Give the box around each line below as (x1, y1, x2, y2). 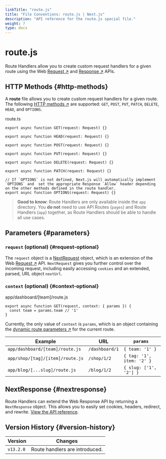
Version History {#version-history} (5, 423, 116, 432)
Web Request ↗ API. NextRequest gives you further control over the (5, 260, 142, 266)
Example (35, 338, 56, 344)
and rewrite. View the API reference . (5, 409, 79, 415)
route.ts (5, 115, 21, 121)
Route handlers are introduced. (31, 446, 103, 453)
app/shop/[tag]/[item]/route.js (7, 355, 84, 361)
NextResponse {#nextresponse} (5, 385, 107, 394)
